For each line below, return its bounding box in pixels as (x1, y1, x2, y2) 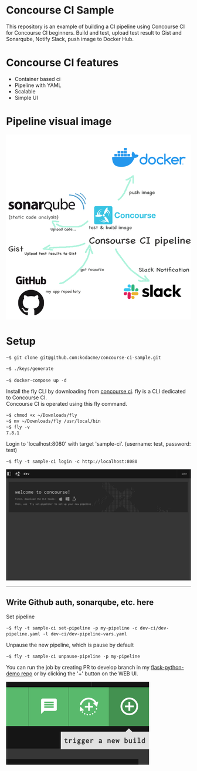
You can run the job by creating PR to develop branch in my (6, 664, 150, 671)
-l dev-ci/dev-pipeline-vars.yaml (43, 631, 127, 637)
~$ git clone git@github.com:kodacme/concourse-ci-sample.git (6, 355, 161, 361)
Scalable (14, 87, 36, 95)
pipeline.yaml (6, 631, 41, 637)
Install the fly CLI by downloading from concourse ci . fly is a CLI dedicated (6, 388, 186, 395)
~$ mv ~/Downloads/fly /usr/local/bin (6, 418, 101, 424)
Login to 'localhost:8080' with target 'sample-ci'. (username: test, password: (6, 440, 191, 447)
